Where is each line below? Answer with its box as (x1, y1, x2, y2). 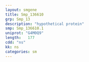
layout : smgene (5, 7, 37, 12)
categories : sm (5, 49, 37, 54)
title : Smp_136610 (5, 12, 44, 17)
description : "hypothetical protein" (5, 21, 84, 26)
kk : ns (5, 44, 19, 49)
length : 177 (5, 35, 35, 40)
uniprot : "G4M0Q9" (5, 30, 44, 35)
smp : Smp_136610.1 (5, 26, 44, 31)
